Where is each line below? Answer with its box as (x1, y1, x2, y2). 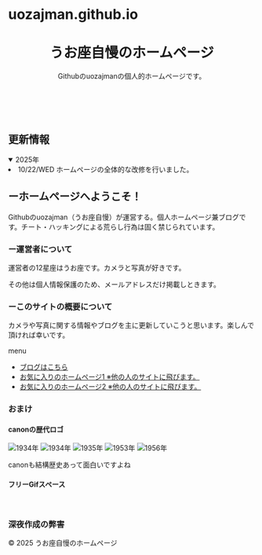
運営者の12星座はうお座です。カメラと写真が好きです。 (8, 263, 186, 273)
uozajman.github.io (8, 6, 139, 24)
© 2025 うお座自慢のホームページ (8, 538, 118, 547)
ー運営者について (8, 244, 73, 255)
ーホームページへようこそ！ (8, 190, 142, 204)
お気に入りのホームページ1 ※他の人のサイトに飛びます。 (19, 372, 200, 382)
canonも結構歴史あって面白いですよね (8, 460, 131, 469)
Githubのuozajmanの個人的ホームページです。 (57, 72, 206, 81)
